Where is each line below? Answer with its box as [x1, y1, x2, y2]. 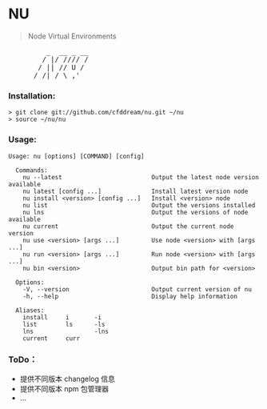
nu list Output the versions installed [22, 201, 256, 209]
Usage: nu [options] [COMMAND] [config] [8, 152, 145, 160]
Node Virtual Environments [27, 31, 117, 41]
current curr [22, 334, 81, 343]
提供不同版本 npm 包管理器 [19, 383, 110, 393]
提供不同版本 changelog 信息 [19, 374, 116, 383]
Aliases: [15, 306, 45, 315]
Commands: [15, 166, 48, 174]
